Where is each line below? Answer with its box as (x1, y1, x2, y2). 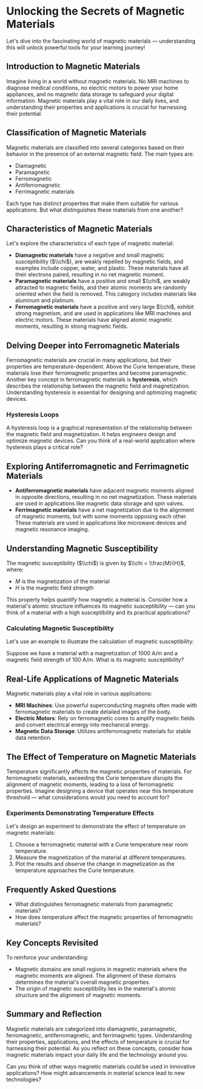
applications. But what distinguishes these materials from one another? (6, 206, 184, 214)
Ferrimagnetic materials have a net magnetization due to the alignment (15, 506, 195, 513)
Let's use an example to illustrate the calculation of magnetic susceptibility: (6, 638, 194, 645)
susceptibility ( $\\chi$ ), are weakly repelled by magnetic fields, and (15, 258, 184, 265)
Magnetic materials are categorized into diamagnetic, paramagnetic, (6, 1025, 177, 1032)
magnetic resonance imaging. (15, 526, 90, 533)
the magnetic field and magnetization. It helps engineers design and (6, 431, 176, 438)
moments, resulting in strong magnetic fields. (15, 322, 128, 330)
